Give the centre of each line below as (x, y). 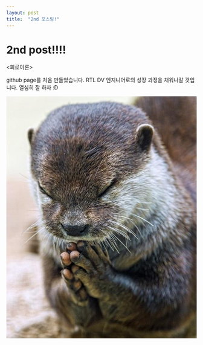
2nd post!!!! (36, 50)
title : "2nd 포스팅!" (33, 19)
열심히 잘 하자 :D (39, 88)
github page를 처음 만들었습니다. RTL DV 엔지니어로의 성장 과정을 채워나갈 (95, 80)
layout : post (23, 13)
